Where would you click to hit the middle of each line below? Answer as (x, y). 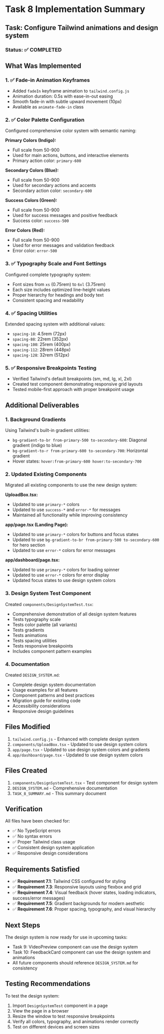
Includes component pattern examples (52, 651)
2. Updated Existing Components (46, 474)
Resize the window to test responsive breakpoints (63, 1016)
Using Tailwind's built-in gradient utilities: (48, 430)
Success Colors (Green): (31, 200)
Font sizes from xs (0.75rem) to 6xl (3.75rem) (59, 284)
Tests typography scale (36, 619)
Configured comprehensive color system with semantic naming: (71, 130)
